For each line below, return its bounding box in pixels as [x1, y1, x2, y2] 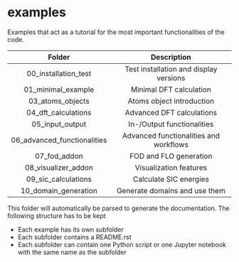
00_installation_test [26, 68, 92, 78]
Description [150, 52, 191, 62]
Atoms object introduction [127, 96, 215, 106]
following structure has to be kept [7, 211, 106, 220]
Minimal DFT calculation [130, 84, 211, 94]
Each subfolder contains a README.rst [17, 232, 132, 241]
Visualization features [134, 163, 208, 173]
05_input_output [31, 119, 87, 129]
